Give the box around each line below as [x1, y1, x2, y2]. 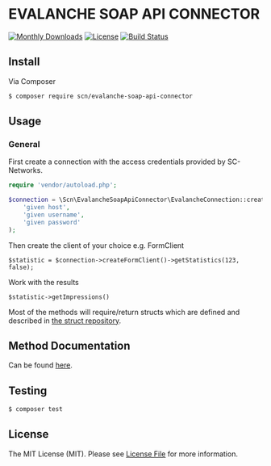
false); [8, 263, 35, 271]
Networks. [8, 166, 43, 175]
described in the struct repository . [8, 316, 122, 325]
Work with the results [8, 277, 79, 287]
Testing [8, 384, 48, 397]
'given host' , [23, 204, 70, 212]
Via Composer [8, 76, 56, 86]
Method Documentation [8, 338, 131, 352]
